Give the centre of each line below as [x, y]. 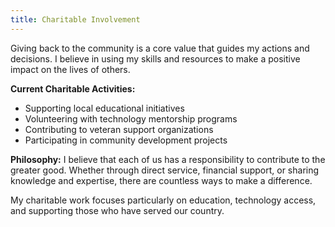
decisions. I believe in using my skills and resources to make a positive [155, 58]
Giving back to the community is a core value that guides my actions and [160, 48]
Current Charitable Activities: [73, 88]
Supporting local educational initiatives [104, 108]
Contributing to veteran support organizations [119, 129]
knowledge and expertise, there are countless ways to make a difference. [161, 180]
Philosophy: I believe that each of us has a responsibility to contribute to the [168, 159]
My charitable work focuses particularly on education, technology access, [163, 200]
